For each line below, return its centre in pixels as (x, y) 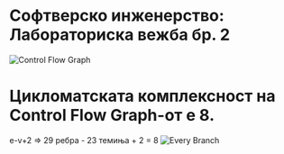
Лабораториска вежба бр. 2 (120, 35)
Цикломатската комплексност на (142, 96)
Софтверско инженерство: (117, 16)
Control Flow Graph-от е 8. (112, 116)
